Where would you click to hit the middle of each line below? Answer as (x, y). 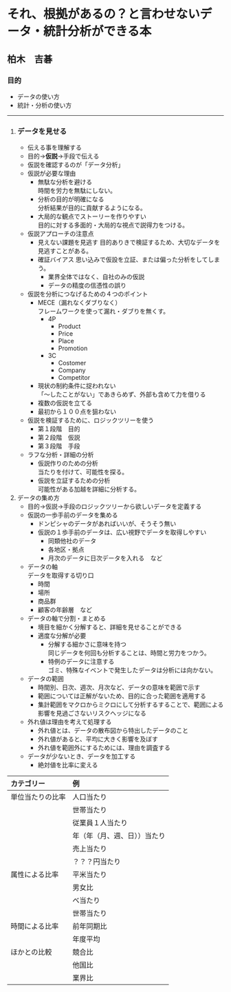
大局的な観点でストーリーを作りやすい (92, 216)
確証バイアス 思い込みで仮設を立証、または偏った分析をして (123, 260)
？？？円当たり (97, 862)
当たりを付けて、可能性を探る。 (83, 472)
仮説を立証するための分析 (74, 480)
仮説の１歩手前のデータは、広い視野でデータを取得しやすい (122, 532)
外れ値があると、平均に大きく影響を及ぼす (98, 739)
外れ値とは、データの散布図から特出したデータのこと (113, 731)
